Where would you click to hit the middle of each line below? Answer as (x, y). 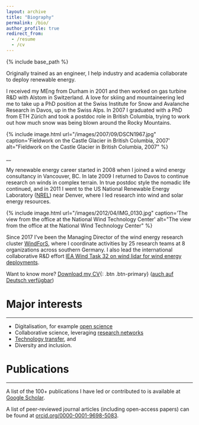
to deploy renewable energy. (41, 79)
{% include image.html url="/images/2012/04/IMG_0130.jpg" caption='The (97, 213)
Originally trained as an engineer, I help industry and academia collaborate (97, 73)
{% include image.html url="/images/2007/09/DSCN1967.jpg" (81, 134)
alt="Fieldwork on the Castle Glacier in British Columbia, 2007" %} (87, 147)
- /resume (23, 39)
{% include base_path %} (37, 62)
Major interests (44, 304)
